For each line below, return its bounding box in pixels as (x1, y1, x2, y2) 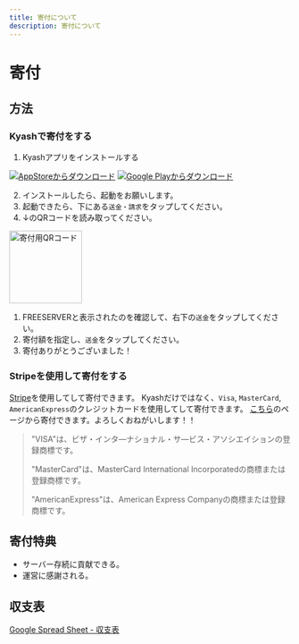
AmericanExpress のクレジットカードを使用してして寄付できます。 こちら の (9, 403, 282, 414)
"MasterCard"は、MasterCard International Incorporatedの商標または (30, 463, 286, 474)
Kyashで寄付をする (9, 131, 92, 142)
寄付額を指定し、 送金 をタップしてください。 (21, 335, 185, 345)
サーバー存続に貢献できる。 (21, 559, 125, 570)
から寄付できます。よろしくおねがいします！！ (24, 414, 196, 425)
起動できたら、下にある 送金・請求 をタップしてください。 (21, 201, 228, 212)
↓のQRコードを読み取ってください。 (21, 212, 158, 224)
